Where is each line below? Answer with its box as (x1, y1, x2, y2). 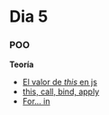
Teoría (9, 59, 34, 70)
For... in (22, 96, 50, 107)
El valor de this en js (22, 77, 97, 88)
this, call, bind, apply (22, 86, 100, 97)
